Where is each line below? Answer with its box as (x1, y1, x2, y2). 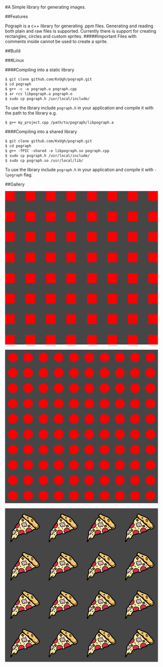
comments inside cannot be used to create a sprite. (5, 38, 108, 44)
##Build (5, 48, 21, 54)
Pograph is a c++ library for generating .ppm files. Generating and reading (5, 23, 154, 29)
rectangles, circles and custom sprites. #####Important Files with (5, 34, 137, 39)
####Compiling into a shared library (5, 129, 78, 134)
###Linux (5, 57, 24, 63)
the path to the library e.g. (5, 110, 57, 116)
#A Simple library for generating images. (5, 4, 86, 10)
